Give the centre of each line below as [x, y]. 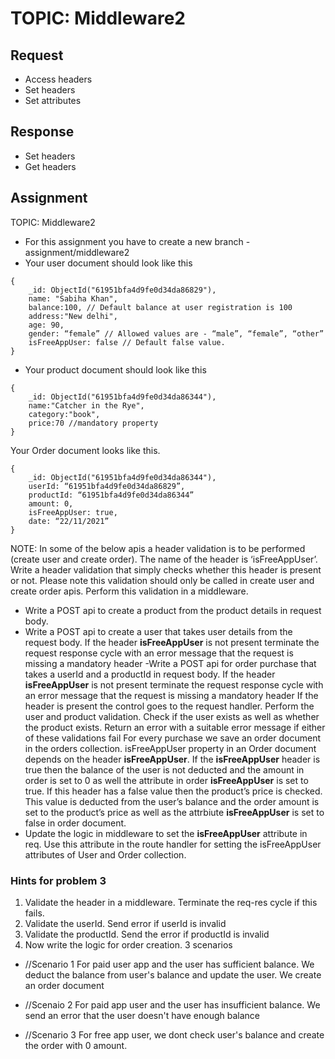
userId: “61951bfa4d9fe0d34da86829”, [107, 486]
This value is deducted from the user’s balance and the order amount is [172, 801]
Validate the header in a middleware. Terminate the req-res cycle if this [171, 902]
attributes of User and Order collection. [105, 854]
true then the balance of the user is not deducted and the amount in [164, 769]
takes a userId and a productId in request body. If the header [150, 674]
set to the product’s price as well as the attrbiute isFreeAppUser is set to [174, 812]
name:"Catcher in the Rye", [86, 405]
